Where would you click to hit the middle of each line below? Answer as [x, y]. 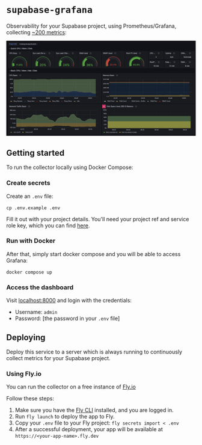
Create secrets [28, 183]
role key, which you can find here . [48, 226]
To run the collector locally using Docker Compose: [70, 167]
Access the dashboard [40, 287]
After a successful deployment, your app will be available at [89, 429]
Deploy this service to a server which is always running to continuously [94, 352]
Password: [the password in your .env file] [67, 319]
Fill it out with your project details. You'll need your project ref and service [98, 219]
